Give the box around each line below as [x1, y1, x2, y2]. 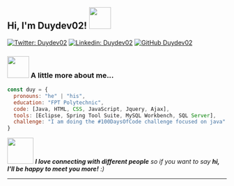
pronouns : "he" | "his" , [13, 92, 86, 99]
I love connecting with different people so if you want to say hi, [34, 158, 220, 166]
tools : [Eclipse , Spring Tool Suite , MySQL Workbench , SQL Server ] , [13, 112, 217, 119]
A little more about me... [30, 70, 114, 80]
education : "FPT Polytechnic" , [13, 99, 104, 106]
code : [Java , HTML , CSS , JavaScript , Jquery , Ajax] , [13, 105, 170, 112]
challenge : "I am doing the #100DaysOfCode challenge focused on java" [13, 119, 226, 126]
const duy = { [7, 86, 49, 94]
